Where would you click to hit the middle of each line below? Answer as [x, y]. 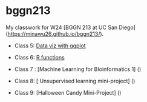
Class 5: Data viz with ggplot [50, 46]
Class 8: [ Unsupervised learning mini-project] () [75, 81]
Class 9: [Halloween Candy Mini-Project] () [68, 92]
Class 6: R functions [39, 57]
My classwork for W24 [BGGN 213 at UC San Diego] [70, 27]
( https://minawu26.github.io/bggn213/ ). [55, 33]
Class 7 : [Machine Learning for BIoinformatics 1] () [78, 69]
